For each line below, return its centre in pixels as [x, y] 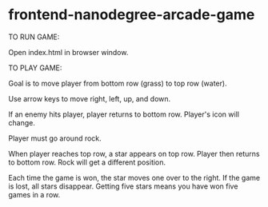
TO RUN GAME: [34, 37]
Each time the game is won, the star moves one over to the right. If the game [134, 177]
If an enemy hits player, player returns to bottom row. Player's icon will [124, 114]
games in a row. [34, 194]
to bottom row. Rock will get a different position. [87, 162]
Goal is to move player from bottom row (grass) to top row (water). [118, 83]
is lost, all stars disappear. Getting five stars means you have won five [123, 186]
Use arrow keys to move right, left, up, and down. [90, 98]
